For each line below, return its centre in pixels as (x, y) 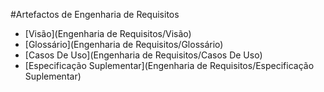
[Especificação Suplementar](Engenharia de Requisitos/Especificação (169, 65)
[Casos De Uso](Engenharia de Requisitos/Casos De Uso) (143, 55)
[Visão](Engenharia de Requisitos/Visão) (108, 33)
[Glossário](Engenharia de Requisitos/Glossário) (124, 44)
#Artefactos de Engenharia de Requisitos (95, 14)
